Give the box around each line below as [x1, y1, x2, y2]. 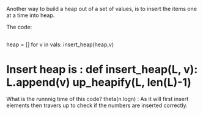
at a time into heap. [6, 12, 55, 19]
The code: [6, 24, 32, 30]
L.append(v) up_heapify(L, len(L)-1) [6, 75, 191, 89]
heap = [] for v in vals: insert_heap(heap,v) [6, 41, 114, 48]
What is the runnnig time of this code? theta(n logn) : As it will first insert [6, 96, 189, 103]
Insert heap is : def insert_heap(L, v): [6, 62, 198, 76]
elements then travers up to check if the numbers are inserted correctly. [6, 102, 188, 109]
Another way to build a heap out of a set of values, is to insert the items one [6, 5, 197, 12]
